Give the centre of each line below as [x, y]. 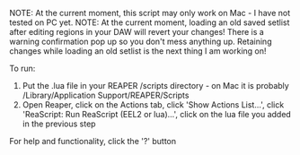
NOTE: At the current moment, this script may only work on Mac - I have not [150, 13]
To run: [22, 68]
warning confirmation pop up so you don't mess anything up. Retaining [141, 41]
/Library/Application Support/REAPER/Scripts [106, 95]
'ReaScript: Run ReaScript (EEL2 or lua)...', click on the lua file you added [157, 114]
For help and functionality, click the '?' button [93, 141]
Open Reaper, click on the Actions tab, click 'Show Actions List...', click [153, 105]
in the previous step [59, 124]
